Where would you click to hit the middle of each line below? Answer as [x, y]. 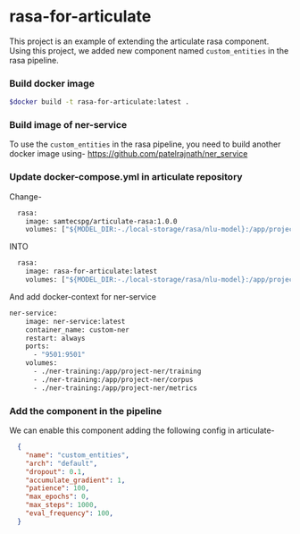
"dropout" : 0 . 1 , [56, 471]
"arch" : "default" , [62, 463]
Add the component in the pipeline [86, 411]
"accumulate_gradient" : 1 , [75, 480]
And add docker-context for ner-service [83, 296]
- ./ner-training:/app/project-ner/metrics [115, 388]
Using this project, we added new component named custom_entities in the [149, 50]
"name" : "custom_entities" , [77, 455]
